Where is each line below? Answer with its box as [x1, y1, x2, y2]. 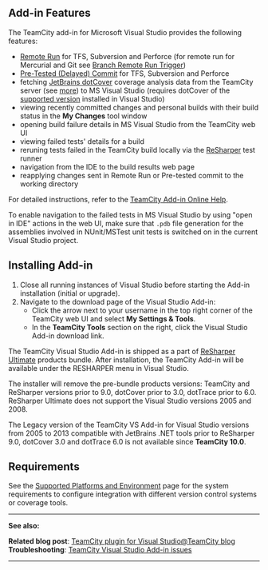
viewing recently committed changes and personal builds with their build [19, 102, 259, 112]
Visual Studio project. [8, 235, 79, 245]
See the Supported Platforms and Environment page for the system [8, 481, 229, 491]
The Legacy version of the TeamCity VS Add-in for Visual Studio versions [8, 420, 250, 429]
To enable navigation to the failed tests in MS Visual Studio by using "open [8, 209, 253, 219]
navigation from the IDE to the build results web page [19, 161, 195, 171]
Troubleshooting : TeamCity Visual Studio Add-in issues [8, 545, 192, 555]
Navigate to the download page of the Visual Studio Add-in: [19, 297, 216, 306]
